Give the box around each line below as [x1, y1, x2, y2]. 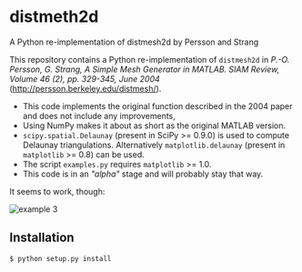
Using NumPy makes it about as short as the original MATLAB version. [22, 120, 287, 131]
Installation [9, 230, 75, 246]
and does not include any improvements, [22, 110, 176, 121]
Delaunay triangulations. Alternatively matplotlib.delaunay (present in [22, 139, 286, 150]
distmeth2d [9, 6, 99, 27]
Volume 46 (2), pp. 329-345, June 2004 [9, 73, 161, 84]
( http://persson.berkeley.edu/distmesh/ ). [9, 83, 162, 94]
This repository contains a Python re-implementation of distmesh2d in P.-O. [9, 54, 290, 65]
